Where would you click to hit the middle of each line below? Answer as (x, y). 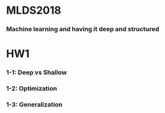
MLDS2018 (34, 10)
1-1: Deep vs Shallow (37, 72)
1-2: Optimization (32, 88)
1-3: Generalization (34, 105)
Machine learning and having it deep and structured (83, 29)
